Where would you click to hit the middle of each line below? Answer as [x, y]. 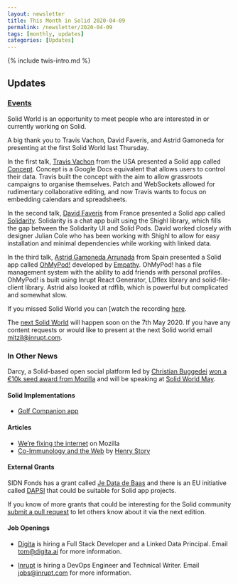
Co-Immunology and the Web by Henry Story [84, 451]
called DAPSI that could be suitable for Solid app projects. [92, 490]
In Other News [33, 356]
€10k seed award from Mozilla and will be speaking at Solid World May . [112, 379]
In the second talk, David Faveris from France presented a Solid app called [117, 213]
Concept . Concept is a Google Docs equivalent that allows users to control [117, 169]
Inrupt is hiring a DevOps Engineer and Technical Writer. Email [108, 565]
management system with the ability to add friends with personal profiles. [115, 272]
